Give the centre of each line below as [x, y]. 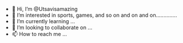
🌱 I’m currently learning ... [43, 21]
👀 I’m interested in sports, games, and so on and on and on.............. [94, 15]
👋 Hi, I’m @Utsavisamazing [45, 9]
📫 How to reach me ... [39, 34]
